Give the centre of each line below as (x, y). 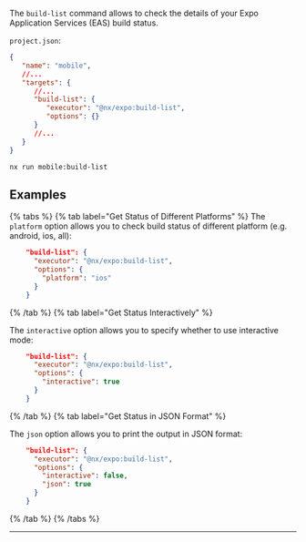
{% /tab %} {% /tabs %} (55, 518)
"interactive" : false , (85, 476)
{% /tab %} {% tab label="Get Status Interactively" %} (111, 312)
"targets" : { (46, 82)
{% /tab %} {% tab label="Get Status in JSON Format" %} (118, 416)
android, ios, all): (41, 236)
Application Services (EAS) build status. (84, 23)
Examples (38, 194)
